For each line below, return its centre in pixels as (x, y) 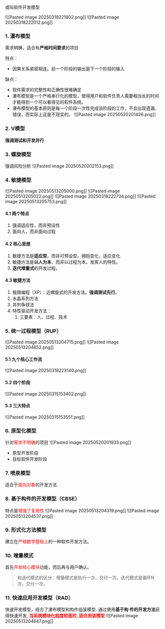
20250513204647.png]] (29, 621)
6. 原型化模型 (21, 430)
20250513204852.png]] (30, 347)
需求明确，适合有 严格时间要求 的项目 (42, 48)
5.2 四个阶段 (18, 382)
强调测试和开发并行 (25, 140)
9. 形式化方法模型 (26, 530)
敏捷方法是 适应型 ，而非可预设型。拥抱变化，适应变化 (66, 255)
